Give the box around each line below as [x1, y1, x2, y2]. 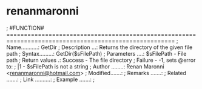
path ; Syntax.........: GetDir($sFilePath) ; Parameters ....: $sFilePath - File [6, 50, 187, 57]
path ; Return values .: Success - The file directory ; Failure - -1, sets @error [6, 56, 196, 64]
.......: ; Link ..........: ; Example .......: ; [6, 76, 95, 83]
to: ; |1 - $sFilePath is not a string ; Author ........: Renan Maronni [6, 62, 165, 70]
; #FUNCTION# [6, 24, 44, 31]
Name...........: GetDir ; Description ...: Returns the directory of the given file [6, 44, 193, 51]
